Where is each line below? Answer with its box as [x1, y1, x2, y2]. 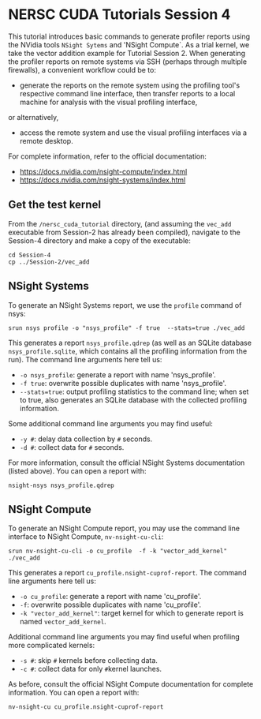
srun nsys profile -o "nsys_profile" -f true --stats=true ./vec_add [8, 324, 245, 332]
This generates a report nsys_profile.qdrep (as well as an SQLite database [8, 338, 252, 347]
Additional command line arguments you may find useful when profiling [8, 632, 240, 642]
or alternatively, [8, 112, 59, 122]
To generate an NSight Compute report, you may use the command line [8, 523, 240, 534]
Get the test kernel [8, 198, 101, 212]
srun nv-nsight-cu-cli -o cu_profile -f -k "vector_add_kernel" [8, 547, 227, 556]
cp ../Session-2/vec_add [8, 258, 90, 266]
